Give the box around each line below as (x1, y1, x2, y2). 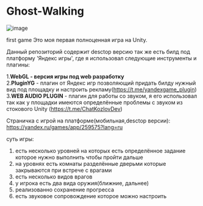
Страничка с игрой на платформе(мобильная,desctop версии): (6, 117, 171, 124)
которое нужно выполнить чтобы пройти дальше (15, 154, 143, 161)
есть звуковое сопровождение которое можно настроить (15, 192, 167, 199)
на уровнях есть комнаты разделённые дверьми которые (15, 160, 166, 167)
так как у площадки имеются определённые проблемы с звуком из (6, 99, 183, 106)
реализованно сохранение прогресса (15, 186, 115, 193)
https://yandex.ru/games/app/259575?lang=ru (6, 123, 123, 130)
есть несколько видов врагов (15, 172, 93, 180)
